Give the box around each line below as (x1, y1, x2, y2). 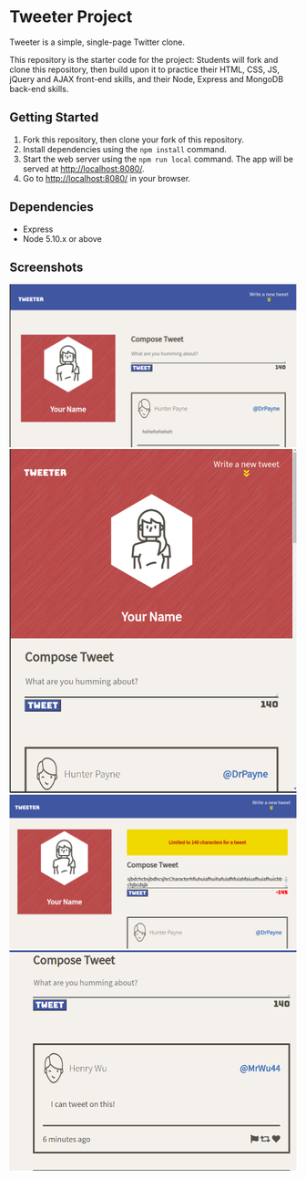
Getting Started (9, 110, 99, 125)
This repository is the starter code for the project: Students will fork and (9, 54, 279, 65)
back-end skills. (9, 83, 69, 94)
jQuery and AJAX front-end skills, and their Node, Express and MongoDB (9, 73, 284, 84)
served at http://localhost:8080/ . (22, 162, 145, 174)
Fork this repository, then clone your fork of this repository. (22, 134, 244, 145)
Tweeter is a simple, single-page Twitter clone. (9, 37, 185, 47)
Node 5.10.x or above (22, 233, 102, 244)
